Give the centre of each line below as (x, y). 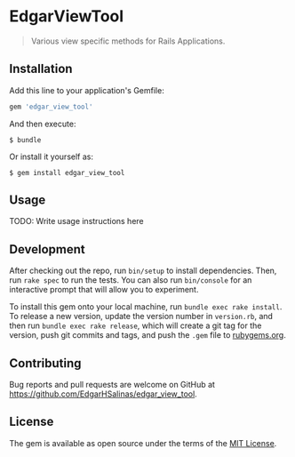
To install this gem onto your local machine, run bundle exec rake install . (146, 307)
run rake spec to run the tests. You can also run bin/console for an (131, 280)
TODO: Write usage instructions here (76, 221)
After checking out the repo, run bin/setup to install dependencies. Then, (143, 271)
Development (48, 249)
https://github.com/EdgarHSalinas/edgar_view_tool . (103, 394)
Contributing (45, 363)
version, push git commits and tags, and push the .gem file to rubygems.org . (148, 335)
